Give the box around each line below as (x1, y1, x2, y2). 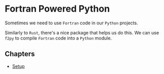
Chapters (5, 50, 35, 58)
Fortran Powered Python (5, 3, 110, 15)
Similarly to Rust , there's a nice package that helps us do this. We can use (5, 29, 159, 35)
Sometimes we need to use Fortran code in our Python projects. (5, 20, 138, 26)
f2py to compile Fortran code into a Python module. (5, 35, 112, 41)
